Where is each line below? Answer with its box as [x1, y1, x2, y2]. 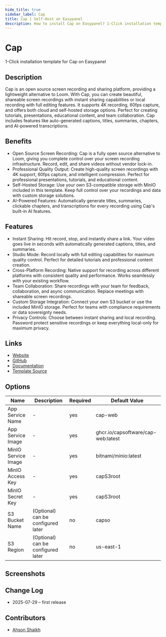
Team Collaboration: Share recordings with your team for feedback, [12, 283, 150, 289]
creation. [12, 262, 31, 268]
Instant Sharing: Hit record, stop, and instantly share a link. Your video [12, 235, 155, 241]
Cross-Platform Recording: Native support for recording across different [12, 267, 159, 273]
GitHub [12, 358, 27, 364]
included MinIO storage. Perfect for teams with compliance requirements [12, 304, 161, 310]
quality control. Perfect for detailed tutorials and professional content [12, 257, 153, 263]
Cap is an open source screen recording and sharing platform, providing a [5, 86, 156, 92]
